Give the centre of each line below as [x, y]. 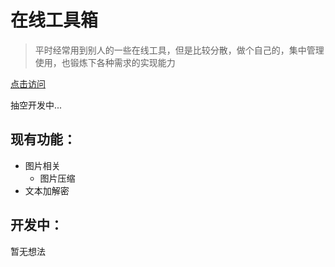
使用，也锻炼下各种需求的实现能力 [105, 62]
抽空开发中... [36, 105]
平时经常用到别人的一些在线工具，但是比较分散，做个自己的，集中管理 [179, 50]
